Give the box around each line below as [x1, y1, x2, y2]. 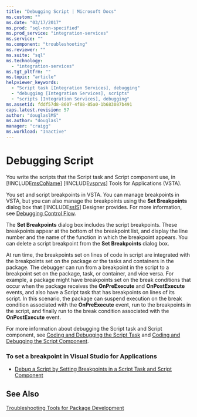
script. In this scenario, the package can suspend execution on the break [6, 295, 182, 302]
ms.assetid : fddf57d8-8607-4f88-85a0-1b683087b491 [6, 101, 133, 107]
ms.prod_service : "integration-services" [6, 31, 109, 36]
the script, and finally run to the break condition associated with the [6, 307, 169, 314]
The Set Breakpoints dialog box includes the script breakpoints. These [6, 221, 178, 228]
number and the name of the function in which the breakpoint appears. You [6, 233, 188, 241]
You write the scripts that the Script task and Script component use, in [6, 173, 176, 180]
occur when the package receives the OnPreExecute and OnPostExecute [6, 283, 185, 290]
